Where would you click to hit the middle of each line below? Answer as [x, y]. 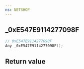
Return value [25, 61]
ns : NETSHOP [17, 10]
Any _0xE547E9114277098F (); [34, 46]
